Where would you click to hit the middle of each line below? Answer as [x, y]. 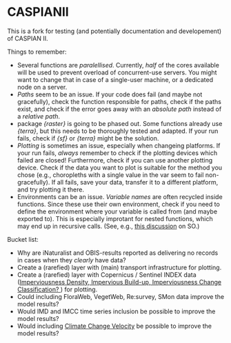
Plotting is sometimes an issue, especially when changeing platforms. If [119, 145]
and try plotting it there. [51, 189]
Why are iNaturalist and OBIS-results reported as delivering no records [118, 253]
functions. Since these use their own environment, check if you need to [119, 204]
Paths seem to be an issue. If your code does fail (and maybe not [110, 94]
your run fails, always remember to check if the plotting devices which [117, 153]
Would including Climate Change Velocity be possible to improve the [114, 326]
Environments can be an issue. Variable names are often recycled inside [120, 196]
